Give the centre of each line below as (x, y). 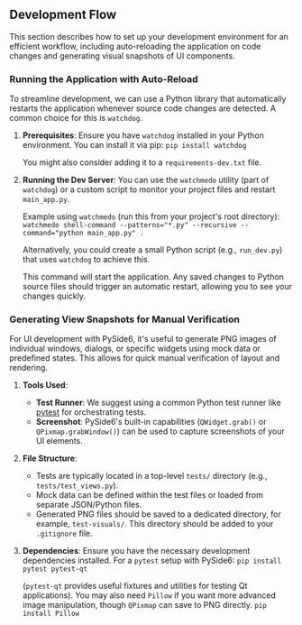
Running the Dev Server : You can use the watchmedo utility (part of (146, 180)
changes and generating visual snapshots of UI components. (123, 55)
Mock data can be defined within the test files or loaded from (149, 495)
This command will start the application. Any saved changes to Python (153, 277)
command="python (53, 234)
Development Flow (63, 15)
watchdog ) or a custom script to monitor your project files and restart (149, 189)
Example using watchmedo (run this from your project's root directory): (151, 216)
